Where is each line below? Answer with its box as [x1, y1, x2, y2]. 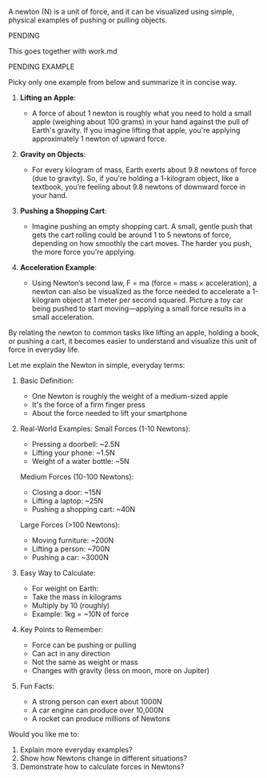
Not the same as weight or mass [31, 657, 138, 667]
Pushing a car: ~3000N [31, 553, 110, 562]
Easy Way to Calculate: [19, 568, 96, 578]
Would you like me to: [8, 729, 80, 739]
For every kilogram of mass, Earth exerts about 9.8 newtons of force [31, 165, 257, 175]
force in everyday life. [8, 345, 80, 354]
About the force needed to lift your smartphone [31, 409, 188, 417]
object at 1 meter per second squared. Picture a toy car [62, 296, 244, 304]
